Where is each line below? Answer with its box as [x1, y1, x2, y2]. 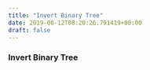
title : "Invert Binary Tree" [8, 11, 104, 20]
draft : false [8, 26, 51, 34]
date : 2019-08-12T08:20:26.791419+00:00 [8, 19, 143, 27]
